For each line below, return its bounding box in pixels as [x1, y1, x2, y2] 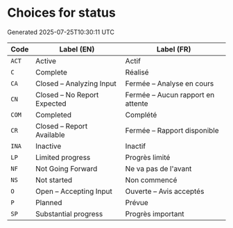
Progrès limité [125, 152, 171, 162]
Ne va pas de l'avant [125, 163, 192, 173]
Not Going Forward [35, 163, 98, 173]
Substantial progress [35, 209, 103, 218]
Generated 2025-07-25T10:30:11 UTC [7, 28, 114, 36]
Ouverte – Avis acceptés [125, 186, 205, 196]
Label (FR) [156, 44, 191, 54]
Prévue [125, 197, 149, 207]
